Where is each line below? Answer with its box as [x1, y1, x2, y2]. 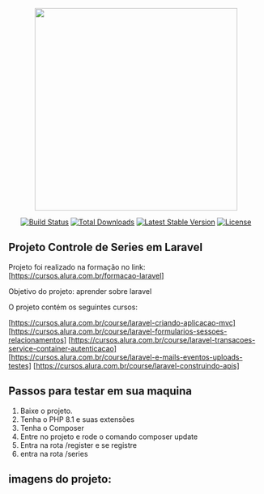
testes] [8, 360, 32, 370]
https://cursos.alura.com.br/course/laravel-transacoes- [70, 334, 256, 344]
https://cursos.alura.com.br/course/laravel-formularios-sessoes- [11, 326, 228, 336]
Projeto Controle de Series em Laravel [8, 241, 203, 254]
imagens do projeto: [8, 472, 112, 486]
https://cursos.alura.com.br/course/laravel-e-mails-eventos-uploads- [11, 352, 243, 362]
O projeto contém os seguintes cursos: [8, 302, 138, 312]
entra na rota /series [19, 449, 88, 458]
